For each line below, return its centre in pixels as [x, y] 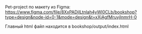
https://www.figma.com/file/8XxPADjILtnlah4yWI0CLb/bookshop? [71, 12]
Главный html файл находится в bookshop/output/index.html [67, 26]
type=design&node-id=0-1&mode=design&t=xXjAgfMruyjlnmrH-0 [71, 17]
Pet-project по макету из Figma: [38, 7]
